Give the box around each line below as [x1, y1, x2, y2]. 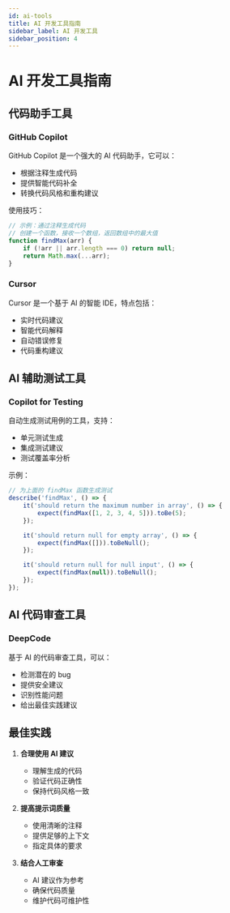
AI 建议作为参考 [32, 876, 84, 885]
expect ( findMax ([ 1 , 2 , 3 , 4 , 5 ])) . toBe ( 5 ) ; [37, 509, 187, 517]
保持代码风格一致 [32, 787, 90, 796]
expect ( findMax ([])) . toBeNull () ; [37, 539, 151, 547]
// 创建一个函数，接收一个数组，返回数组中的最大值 [8, 229, 158, 237]
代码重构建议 [19, 345, 63, 355]
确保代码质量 [32, 885, 75, 895]
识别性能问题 [19, 689, 63, 699]
